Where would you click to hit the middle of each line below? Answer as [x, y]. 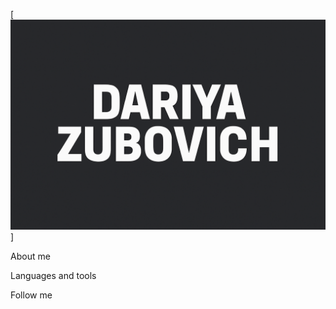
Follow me [31, 295]
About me [30, 256]
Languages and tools [53, 275]
